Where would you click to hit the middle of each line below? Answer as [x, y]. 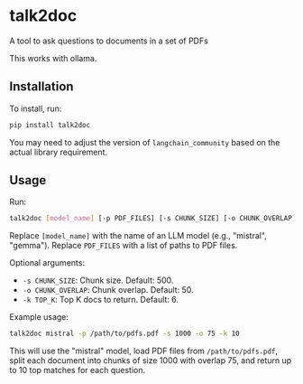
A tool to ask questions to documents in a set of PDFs [109, 41]
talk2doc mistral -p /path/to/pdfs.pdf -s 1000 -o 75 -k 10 [125, 334]
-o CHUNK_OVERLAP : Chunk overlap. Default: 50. [108, 290]
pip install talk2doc [50, 125]
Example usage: [39, 317]
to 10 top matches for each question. [78, 370]
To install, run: [36, 108]
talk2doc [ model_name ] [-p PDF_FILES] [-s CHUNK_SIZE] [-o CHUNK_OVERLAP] [153, 219]
